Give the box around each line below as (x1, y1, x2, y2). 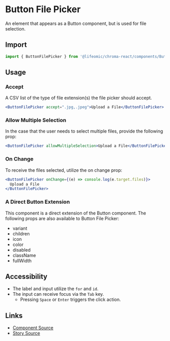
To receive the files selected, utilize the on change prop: (5, 167, 122, 173)
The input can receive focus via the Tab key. (12, 291, 104, 297)
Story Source (12, 330, 40, 336)
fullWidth (12, 258, 32, 264)
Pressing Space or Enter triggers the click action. (20, 296, 121, 303)
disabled (12, 246, 31, 253)
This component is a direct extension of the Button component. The (5, 210, 146, 216)
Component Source (12, 325, 54, 331)
